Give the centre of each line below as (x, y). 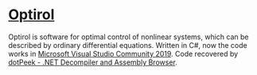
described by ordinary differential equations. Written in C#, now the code (128, 45)
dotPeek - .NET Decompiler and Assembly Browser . (93, 62)
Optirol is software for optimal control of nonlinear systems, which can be (128, 37)
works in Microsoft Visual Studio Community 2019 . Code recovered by (123, 53)
